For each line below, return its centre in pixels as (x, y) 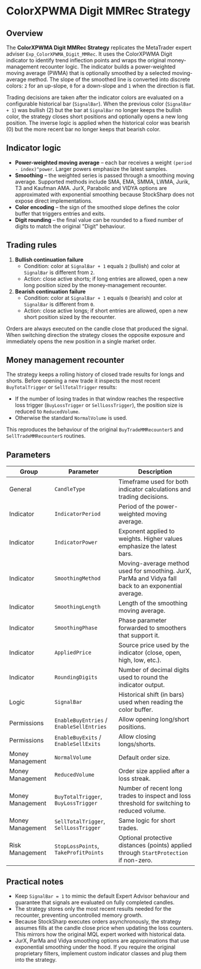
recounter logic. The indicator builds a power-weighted (108, 67)
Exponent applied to (147, 531)
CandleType (70, 489)
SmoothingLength (77, 607)
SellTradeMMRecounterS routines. (46, 436)
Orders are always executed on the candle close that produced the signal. (97, 329)
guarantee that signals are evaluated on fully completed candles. (95, 902)
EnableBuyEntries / (81, 720)
